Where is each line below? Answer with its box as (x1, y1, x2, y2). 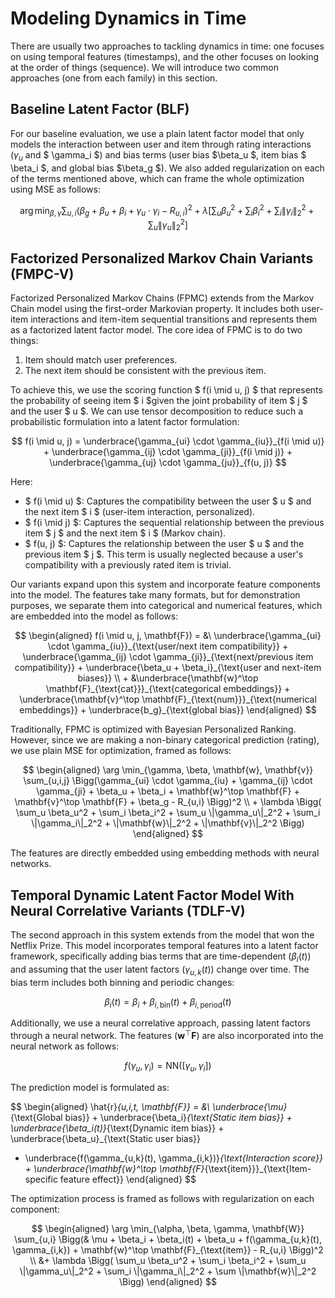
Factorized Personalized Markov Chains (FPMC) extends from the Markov (10, 292, 315, 304)
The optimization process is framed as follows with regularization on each (10, 1192, 315, 1204)
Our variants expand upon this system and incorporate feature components (10, 578, 321, 591)
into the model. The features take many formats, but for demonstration (10, 589, 301, 601)
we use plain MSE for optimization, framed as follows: (10, 745, 232, 757)
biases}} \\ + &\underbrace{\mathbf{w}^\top (77, 672, 259, 684)
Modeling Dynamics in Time (10, 7, 247, 30)
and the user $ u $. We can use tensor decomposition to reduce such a (10, 405, 304, 417)
